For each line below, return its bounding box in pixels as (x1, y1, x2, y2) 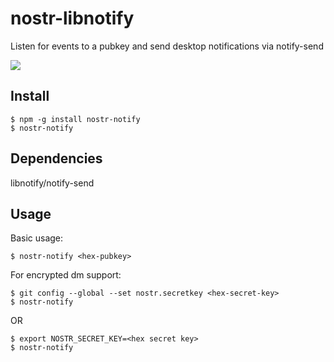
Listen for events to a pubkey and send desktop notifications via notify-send (10, 40, 324, 52)
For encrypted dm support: (10, 269, 122, 281)
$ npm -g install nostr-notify (10, 114, 141, 124)
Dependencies (10, 150, 103, 167)
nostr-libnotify (10, 7, 135, 30)
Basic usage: (10, 232, 64, 244)
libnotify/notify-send (10, 177, 95, 189)
